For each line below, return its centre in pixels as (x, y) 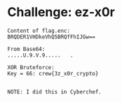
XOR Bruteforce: (31, 67)
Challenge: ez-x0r (61, 12)
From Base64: (26, 49)
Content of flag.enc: (39, 31)
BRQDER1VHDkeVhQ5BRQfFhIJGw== (52, 37)
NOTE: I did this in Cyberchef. (54, 92)
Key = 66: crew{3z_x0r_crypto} (53, 73)
